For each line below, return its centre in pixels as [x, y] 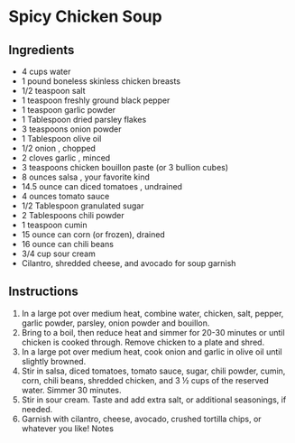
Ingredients [41, 50]
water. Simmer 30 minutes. [72, 390]
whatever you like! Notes [68, 428]
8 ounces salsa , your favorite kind [85, 177]
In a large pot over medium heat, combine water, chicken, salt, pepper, [152, 313]
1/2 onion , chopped [59, 148]
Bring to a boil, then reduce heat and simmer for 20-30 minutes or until [153, 332]
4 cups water [46, 71]
